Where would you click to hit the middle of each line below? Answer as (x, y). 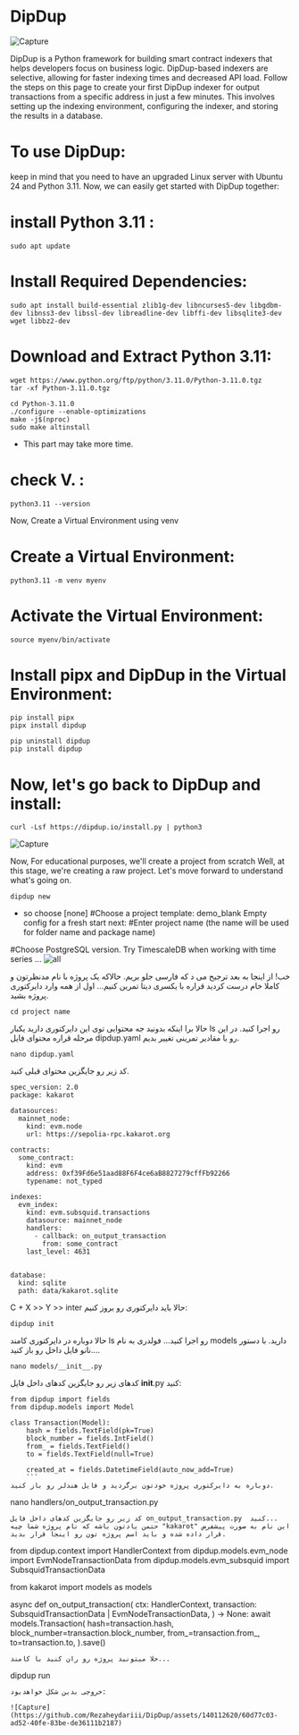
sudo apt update (40, 246)
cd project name (40, 1012)
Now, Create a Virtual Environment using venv (95, 520)
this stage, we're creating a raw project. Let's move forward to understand (147, 871)
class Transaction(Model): (60, 1423)
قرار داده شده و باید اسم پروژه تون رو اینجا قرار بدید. (118, 1535)
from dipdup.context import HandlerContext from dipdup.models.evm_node (149, 1551)
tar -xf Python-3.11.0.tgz (60, 388)
